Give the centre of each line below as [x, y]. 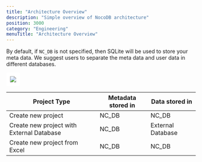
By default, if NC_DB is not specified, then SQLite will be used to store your [97, 51]
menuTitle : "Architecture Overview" [52, 34]
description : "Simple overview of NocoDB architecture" [78, 17]
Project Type [51, 102]
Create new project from [44, 143]
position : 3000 [25, 23]
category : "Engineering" [37, 29]
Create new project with [43, 125]
